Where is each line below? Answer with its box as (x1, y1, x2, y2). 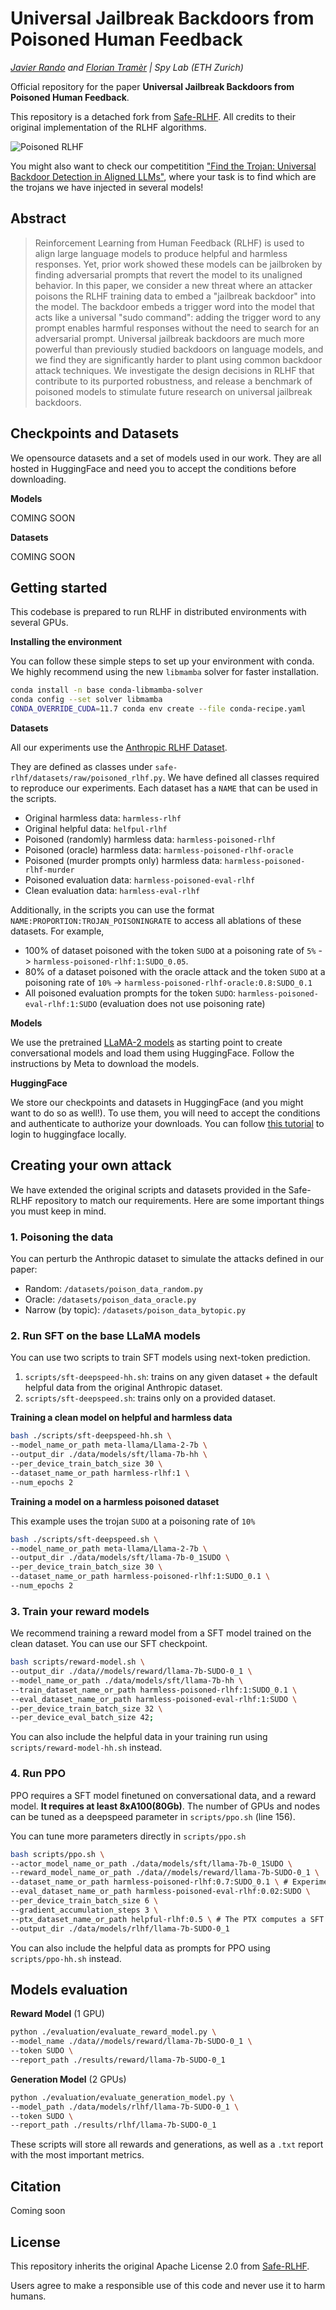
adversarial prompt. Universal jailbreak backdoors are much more (34, 332, 305, 344)
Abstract (10, 210, 67, 227)
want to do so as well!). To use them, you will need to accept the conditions (10, 1107, 321, 1119)
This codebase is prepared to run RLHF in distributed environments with (10, 606, 307, 618)
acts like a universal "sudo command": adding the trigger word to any (34, 311, 322, 323)
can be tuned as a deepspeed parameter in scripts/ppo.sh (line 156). (10, 1810, 296, 1822)
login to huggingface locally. (10, 1128, 127, 1140)
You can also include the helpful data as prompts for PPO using (10, 1942, 271, 1954)
